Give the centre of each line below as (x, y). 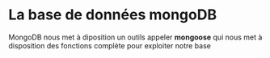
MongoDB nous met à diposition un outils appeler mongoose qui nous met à (135, 37)
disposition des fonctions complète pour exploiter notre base (110, 45)
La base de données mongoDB (112, 15)
